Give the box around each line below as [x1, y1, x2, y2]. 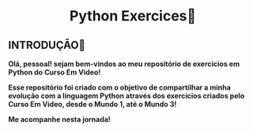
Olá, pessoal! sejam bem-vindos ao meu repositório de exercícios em [8, 59, 240, 68]
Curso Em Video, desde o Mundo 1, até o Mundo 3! [8, 100, 177, 108]
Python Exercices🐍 [70, 7, 196, 25]
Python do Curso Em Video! [8, 68, 101, 77]
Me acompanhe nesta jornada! [8, 115, 111, 124]
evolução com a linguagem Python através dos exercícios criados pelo [8, 91, 245, 101]
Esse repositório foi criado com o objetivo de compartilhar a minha [8, 82, 231, 92]
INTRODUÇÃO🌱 [8, 38, 86, 52]
